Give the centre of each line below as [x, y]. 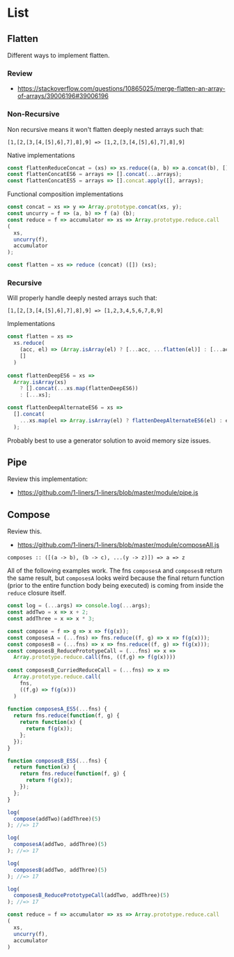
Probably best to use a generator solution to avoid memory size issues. [109, 440]
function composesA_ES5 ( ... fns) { [57, 709]
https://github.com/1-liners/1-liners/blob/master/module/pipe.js [108, 493]
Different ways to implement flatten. [58, 55]
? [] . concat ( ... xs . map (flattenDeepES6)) [79, 389]
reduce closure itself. [37, 593]
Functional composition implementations [65, 194]
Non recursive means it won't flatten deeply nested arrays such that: [106, 129]
